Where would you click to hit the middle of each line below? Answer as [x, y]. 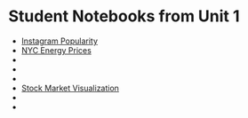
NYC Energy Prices [56, 50]
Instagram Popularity [60, 41]
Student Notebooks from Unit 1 [124, 16]
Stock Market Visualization [70, 88]
